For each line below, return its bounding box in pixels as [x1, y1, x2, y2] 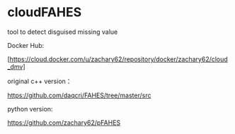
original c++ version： [7, 77, 72, 85]
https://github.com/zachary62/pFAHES [7, 118, 121, 127]
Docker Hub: [7, 41, 45, 49]
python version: [7, 104, 53, 113]
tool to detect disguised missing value [7, 28, 118, 36]
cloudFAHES [7, 4, 82, 20]
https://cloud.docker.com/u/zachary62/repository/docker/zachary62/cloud [9, 54, 228, 63]
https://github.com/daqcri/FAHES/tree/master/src [7, 91, 151, 99]
